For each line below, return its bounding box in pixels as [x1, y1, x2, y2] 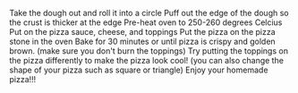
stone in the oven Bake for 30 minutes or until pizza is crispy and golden [9, 36, 276, 46]
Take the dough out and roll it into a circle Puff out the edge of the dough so [9, 8, 289, 18]
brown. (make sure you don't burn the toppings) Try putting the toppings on [9, 46, 289, 56]
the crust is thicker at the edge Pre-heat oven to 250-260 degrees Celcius [9, 17, 283, 28]
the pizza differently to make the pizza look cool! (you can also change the [9, 55, 285, 65]
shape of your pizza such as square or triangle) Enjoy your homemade [9, 64, 268, 75]
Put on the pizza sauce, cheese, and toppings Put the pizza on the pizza [9, 27, 276, 37]
